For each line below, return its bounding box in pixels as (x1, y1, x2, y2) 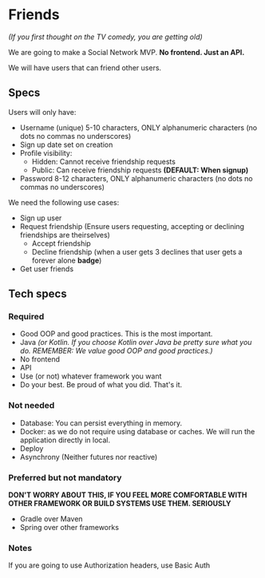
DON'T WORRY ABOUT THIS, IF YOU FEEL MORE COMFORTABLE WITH (8, 490, 247, 500)
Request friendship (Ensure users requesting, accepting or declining (19, 221, 245, 231)
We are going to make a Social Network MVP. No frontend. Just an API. (8, 47, 245, 57)
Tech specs (8, 287, 67, 301)
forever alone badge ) (31, 255, 102, 265)
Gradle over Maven (19, 514, 83, 524)
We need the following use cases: (8, 197, 120, 207)
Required (8, 311, 45, 323)
